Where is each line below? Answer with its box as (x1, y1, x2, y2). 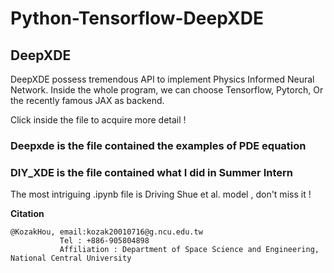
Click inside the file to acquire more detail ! (10, 114, 187, 126)
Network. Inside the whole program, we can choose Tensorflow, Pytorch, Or (10, 84, 324, 96)
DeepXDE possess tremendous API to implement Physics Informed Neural (10, 73, 315, 85)
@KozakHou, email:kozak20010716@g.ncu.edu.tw (10, 227, 203, 237)
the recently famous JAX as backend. (10, 95, 165, 106)
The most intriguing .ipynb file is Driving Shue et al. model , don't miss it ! (10, 188, 312, 201)
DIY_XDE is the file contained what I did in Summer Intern (10, 165, 293, 179)
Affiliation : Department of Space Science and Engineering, (59, 245, 320, 255)
